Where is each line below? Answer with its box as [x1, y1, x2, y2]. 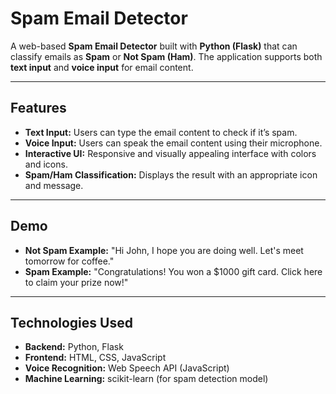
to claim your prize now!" [24, 276, 129, 288]
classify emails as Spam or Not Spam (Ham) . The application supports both [10, 50, 323, 62]
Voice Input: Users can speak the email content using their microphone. [24, 137, 323, 149]
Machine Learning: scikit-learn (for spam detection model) [24, 373, 269, 385]
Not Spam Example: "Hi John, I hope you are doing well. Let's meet [24, 244, 304, 256]
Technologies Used [10, 314, 133, 331]
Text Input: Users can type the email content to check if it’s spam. [24, 126, 298, 138]
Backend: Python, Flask [24, 341, 124, 353]
